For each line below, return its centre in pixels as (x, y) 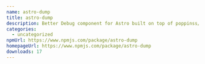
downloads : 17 (24, 52)
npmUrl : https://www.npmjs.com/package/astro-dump (72, 40)
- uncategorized (32, 35)
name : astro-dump (28, 12)
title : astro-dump (30, 18)
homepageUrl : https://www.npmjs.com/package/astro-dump (79, 46)
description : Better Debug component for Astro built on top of (90, 23)
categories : (21, 29)
